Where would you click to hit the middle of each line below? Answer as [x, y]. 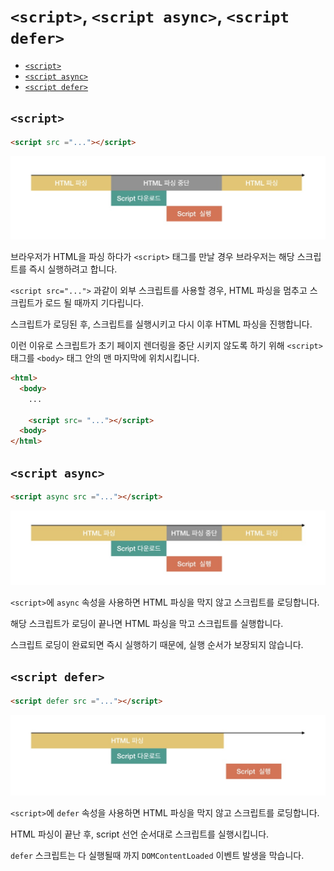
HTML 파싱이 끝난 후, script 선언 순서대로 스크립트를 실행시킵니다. [140, 834]
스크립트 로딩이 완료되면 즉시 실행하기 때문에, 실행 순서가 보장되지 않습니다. [157, 644]
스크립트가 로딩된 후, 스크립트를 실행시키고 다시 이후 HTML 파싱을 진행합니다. [161, 324]
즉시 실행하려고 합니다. [73, 269]
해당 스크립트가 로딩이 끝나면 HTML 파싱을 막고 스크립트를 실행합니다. [147, 623]
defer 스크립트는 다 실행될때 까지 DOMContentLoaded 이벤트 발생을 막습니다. [157, 855]
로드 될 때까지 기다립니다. [94, 303]
